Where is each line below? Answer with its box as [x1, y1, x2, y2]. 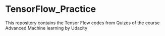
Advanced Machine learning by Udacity [5, 25, 88, 31]
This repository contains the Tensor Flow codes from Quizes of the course [5, 20, 160, 26]
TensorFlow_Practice [5, 3, 96, 15]
